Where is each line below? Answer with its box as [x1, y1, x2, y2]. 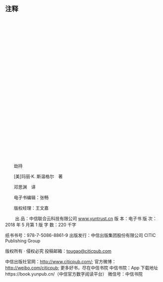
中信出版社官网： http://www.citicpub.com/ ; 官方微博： [5, 258, 116, 264]
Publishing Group [5, 237, 41, 244]
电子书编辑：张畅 [14, 194, 49, 200]
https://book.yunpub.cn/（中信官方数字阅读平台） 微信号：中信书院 [5, 271, 143, 277]
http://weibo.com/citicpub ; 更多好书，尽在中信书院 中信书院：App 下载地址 [5, 265, 159, 271]
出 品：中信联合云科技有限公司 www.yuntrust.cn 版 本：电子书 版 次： [14, 215, 157, 222]
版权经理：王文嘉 [14, 205, 49, 211]
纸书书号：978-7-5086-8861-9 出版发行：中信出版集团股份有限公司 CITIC [5, 232, 156, 238]
